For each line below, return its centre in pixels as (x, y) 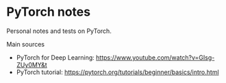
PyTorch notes (48, 12)
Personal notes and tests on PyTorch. (59, 31)
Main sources (26, 44)
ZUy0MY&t (32, 64)
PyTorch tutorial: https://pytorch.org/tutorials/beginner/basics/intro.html (118, 72)
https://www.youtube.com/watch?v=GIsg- (155, 57)
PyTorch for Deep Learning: (55, 57)
